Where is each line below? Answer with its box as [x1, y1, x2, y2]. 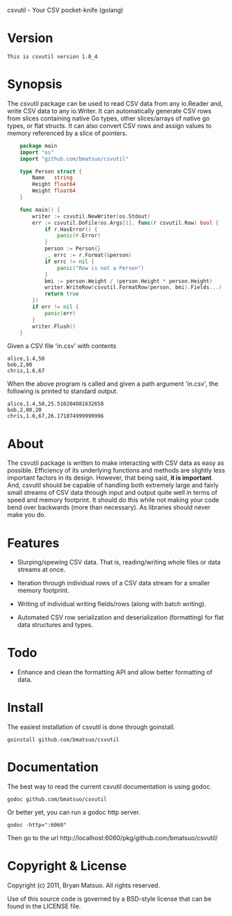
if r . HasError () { [44, 226, 98, 232]
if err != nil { [32, 303, 79, 310]
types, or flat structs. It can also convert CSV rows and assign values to [7, 121, 212, 129]
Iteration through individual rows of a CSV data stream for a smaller [17, 579, 210, 587]
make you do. [7, 511, 47, 519]
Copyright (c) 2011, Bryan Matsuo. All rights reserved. [7, 881, 160, 890]
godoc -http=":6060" [7, 821, 67, 829]
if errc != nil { [44, 258, 95, 265]
